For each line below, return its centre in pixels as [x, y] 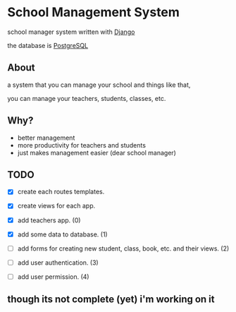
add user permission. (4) [53, 277]
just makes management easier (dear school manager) [97, 152]
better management [46, 138]
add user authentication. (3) [58, 263]
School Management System [93, 12]
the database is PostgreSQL [48, 45]
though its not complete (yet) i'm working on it [111, 300]
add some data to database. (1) [62, 234]
